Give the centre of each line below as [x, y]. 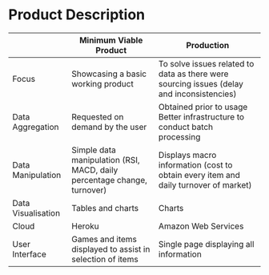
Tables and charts [105, 208]
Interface [29, 254]
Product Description [77, 15]
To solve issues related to [207, 63]
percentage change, [110, 180]
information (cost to [196, 164]
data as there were [194, 74]
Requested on [98, 116]
